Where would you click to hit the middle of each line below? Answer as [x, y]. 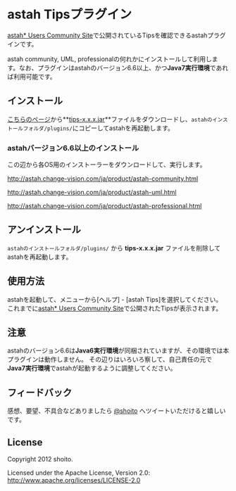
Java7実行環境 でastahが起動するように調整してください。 [92, 368]
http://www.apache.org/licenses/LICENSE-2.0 [74, 480]
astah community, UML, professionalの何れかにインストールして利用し [110, 59]
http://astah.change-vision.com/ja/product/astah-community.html [103, 179]
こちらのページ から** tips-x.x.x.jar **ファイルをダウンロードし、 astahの [110, 119]
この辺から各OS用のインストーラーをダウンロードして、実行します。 [107, 165]
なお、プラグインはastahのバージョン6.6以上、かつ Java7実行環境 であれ [124, 68]
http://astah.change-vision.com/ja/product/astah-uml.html [92, 192]
